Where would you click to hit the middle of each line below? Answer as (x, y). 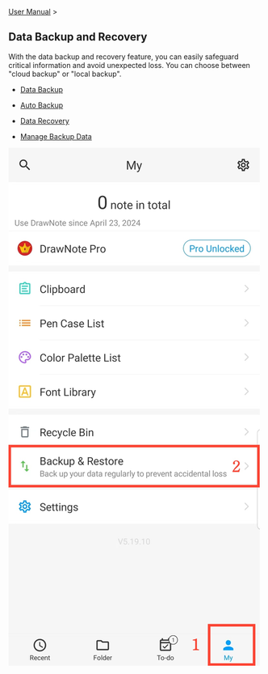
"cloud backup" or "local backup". (65, 74)
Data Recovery (45, 121)
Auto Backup (42, 105)
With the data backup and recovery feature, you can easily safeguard (124, 57)
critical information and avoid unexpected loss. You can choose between (129, 65)
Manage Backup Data (56, 136)
